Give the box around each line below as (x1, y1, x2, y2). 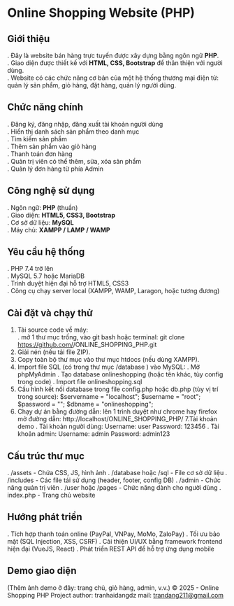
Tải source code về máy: (17, 325, 89, 334)
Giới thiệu (7, 33, 50, 45)
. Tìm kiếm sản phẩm (7, 134, 68, 143)
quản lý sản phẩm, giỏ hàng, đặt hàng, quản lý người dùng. (7, 81, 177, 89)
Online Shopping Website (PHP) (7, 5, 196, 21)
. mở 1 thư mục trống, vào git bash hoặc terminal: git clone (17, 333, 185, 341)
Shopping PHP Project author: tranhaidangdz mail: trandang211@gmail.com (7, 591, 224, 599)
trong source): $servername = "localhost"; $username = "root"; (17, 393, 201, 401)
